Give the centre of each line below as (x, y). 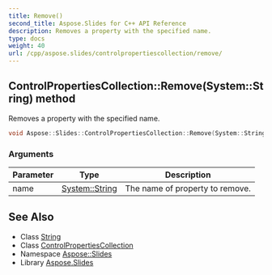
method (55, 99)
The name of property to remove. (188, 188)
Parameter (33, 175)
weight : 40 (27, 46)
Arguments (31, 154)
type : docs (27, 38)
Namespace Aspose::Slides (66, 254)
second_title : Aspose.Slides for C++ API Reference (97, 23)
